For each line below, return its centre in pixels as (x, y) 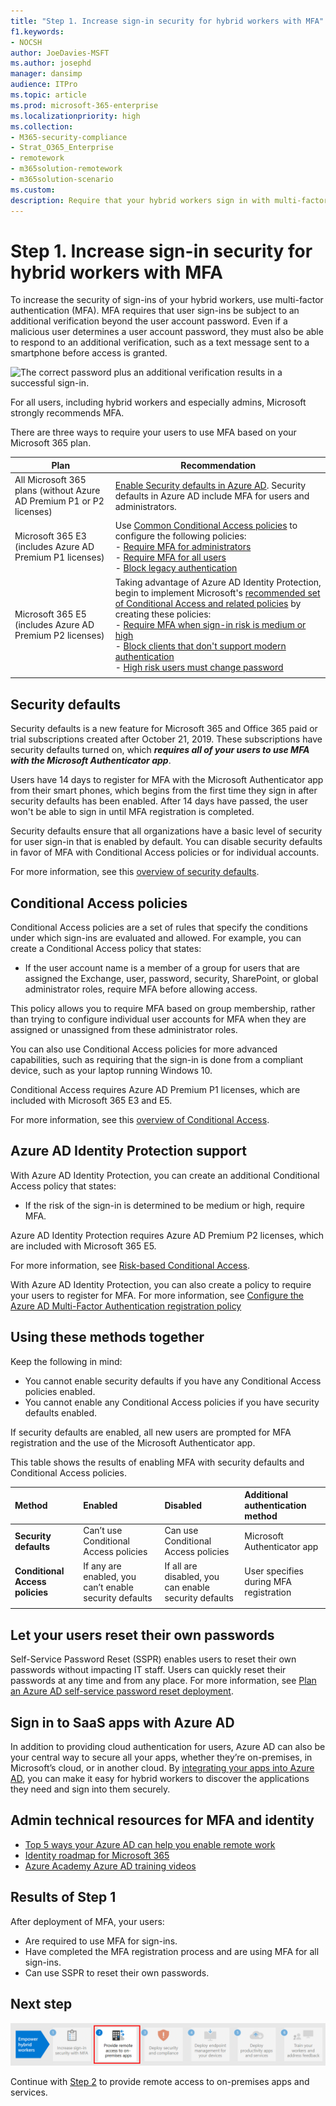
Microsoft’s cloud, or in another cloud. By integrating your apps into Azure (162, 1768)
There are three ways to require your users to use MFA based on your (153, 432)
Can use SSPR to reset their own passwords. (117, 1972)
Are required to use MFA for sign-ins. (101, 1941)
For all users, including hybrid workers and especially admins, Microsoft (158, 402)
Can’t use (103, 1531)
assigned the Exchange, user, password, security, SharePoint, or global (171, 979)
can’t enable (108, 1587)
